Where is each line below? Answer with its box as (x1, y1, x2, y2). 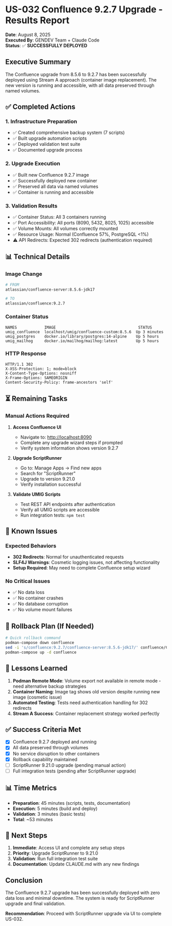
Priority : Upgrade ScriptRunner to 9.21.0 (12, 850, 98, 856)
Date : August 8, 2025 (5, 31, 51, 37)
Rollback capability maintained (12, 756, 78, 762)
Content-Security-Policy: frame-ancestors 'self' (5, 380, 114, 385)
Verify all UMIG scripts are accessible (20, 506, 100, 513)
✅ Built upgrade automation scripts (12, 135, 87, 142)
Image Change (5, 271, 42, 278)
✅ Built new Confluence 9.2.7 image (12, 172, 90, 178)
